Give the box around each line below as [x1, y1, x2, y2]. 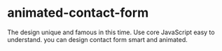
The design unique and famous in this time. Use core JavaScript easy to [7, 28, 215, 36]
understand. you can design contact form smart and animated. [7, 35, 188, 43]
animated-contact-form [7, 5, 149, 21]
